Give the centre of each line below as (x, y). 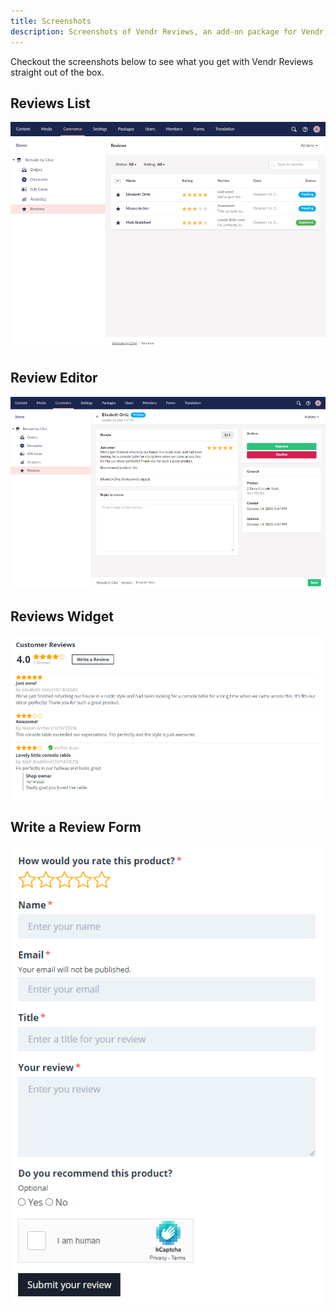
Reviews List (50, 103)
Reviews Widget (62, 616)
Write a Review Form (76, 827)
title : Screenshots (51, 21)
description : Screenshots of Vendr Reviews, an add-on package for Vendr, (169, 31)
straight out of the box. (57, 72)
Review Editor (54, 378)
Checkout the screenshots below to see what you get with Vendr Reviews (162, 61)
